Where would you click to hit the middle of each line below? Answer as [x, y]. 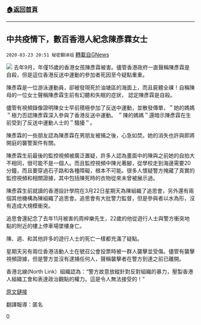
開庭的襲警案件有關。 [32, 143]
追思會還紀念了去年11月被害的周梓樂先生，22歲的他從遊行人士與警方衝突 [95, 218]
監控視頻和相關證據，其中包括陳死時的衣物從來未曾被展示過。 [82, 178]
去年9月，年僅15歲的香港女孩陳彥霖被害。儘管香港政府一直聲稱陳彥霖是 [102, 68]
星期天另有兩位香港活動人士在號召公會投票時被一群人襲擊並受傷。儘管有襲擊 [100, 251]
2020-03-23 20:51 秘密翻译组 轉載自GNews [58, 54]
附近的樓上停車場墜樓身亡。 [51, 226]
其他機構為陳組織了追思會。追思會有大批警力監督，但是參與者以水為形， [100, 198]
